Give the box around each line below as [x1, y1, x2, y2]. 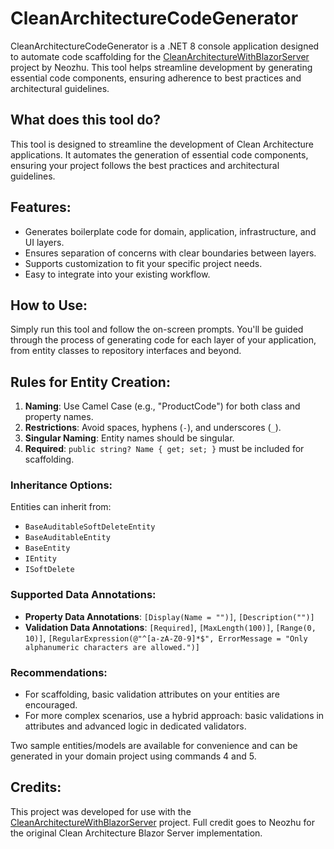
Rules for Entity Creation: [10, 373, 171, 391]
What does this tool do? [10, 112, 162, 129]
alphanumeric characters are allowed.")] [24, 642, 200, 652]
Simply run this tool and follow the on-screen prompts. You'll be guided [10, 323, 304, 336]
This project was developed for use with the [10, 805, 192, 817]
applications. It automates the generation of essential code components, [10, 148, 309, 161]
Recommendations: [10, 665, 108, 679]
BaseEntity [24, 543, 71, 554]
